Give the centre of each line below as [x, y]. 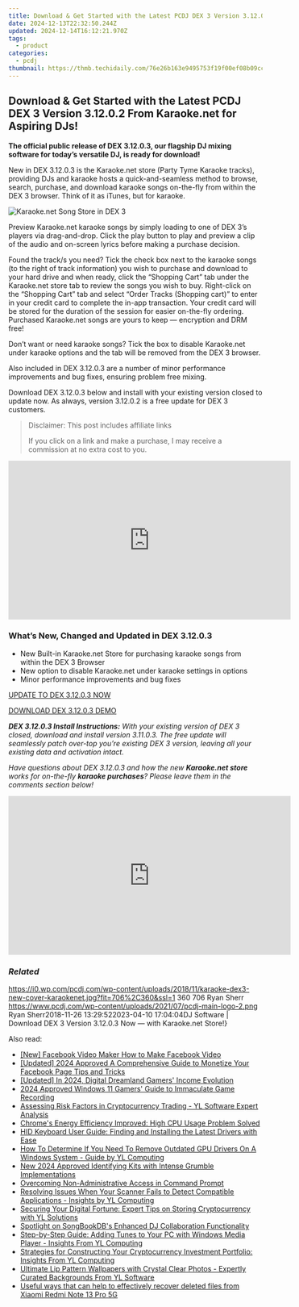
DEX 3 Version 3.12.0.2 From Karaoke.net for [123, 114]
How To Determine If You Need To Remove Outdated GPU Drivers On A [138, 1149]
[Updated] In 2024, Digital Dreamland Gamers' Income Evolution [127, 1080]
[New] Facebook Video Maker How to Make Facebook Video [120, 1054]
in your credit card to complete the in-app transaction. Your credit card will [132, 303]
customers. [27, 409]
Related [24, 971]
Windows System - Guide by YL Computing [92, 1158]
